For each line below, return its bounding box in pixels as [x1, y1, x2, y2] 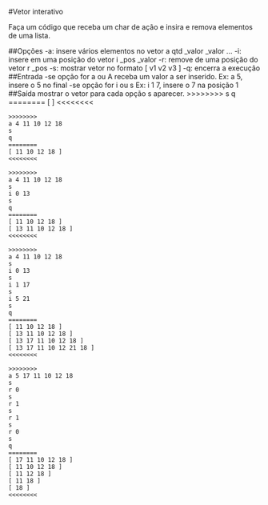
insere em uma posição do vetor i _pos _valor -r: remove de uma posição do [8, 55, 258, 64]
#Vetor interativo [8, 7, 64, 16]
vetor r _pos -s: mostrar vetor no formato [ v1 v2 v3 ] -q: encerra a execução [8, 63, 261, 73]
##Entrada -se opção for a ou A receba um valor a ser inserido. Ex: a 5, [8, 72, 243, 81]
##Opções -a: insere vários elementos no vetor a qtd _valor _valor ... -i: [8, 46, 242, 55]
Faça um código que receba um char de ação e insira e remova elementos [8, 22, 254, 31]
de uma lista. [8, 31, 50, 40]
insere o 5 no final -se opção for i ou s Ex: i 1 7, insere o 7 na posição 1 [8, 80, 238, 90]
